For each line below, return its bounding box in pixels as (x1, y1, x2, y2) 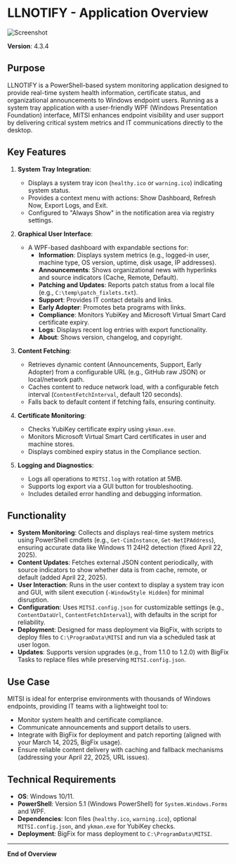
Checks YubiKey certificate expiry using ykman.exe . (27, 424, 176, 433)
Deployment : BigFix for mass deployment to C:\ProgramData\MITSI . (17, 830, 213, 838)
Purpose (7, 62, 46, 75)
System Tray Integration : (17, 165, 92, 173)
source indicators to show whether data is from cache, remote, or (17, 566, 208, 574)
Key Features (7, 146, 67, 158)
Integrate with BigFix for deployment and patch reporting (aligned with (17, 730, 221, 739)
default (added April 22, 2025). (17, 573, 107, 582)
